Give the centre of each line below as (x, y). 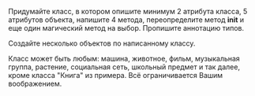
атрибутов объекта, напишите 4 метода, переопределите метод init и (126, 20)
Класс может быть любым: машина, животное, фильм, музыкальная (124, 59)
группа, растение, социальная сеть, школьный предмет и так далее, (124, 67)
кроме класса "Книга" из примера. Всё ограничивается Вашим (116, 75)
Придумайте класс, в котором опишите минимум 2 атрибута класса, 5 (128, 11)
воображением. (35, 83)
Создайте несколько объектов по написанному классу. (102, 43)
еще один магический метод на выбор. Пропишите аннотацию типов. (126, 28)
